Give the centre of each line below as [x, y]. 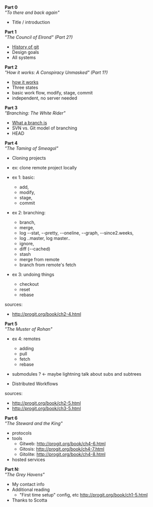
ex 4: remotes [26, 339]
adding [26, 348]
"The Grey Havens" [25, 475]
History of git [25, 47]
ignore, [27, 244]
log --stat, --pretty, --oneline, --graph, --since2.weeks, [76, 233]
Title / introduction [31, 22]
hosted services [28, 460]
